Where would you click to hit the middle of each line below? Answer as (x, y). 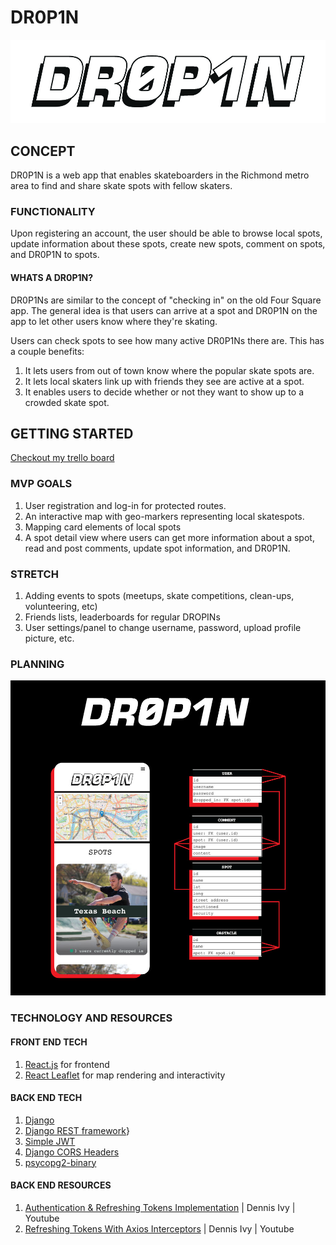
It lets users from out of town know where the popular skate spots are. (169, 370)
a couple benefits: (47, 351)
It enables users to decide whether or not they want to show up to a (164, 392)
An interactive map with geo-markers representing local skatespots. (164, 516)
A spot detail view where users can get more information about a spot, (169, 537)
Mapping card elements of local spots (103, 527)
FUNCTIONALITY (53, 212)
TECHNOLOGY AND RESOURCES (91, 1018)
